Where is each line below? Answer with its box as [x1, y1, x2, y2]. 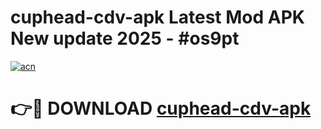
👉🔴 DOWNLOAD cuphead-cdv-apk [10, 97, 312, 120]
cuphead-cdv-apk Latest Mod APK [10, 6, 305, 29]
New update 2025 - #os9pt [10, 27, 240, 50]
